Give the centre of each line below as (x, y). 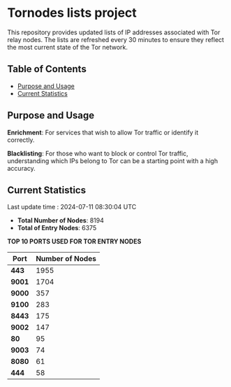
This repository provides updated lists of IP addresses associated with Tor (114, 32)
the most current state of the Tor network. (67, 47)
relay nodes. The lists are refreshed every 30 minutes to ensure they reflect (116, 39)
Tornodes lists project (72, 13)
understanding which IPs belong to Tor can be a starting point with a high (113, 161)
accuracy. (22, 168)
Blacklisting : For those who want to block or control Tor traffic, (98, 153)
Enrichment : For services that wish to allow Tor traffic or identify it (103, 132)
